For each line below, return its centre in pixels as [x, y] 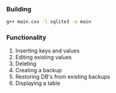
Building [19, 9]
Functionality [27, 37]
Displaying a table [38, 83]
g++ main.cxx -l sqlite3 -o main [49, 22]
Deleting [26, 64]
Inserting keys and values [47, 51]
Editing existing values [43, 58]
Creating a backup [38, 70]
